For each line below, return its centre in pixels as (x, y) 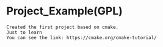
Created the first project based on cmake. (63, 27)
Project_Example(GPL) (65, 11)
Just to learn (24, 32)
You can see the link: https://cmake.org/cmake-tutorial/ (81, 37)
